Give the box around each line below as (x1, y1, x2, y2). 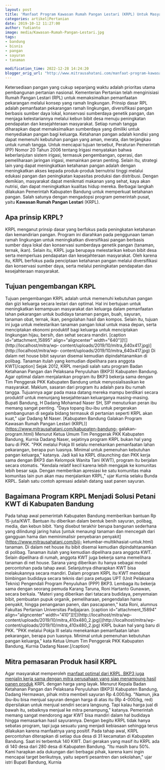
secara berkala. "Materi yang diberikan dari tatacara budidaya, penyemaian (5, 591, 158, 597)
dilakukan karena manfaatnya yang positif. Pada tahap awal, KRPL (5, 728, 138, 734)
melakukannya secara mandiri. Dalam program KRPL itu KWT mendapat (5, 570, 151, 576)
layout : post (5, 7, 32, 12)
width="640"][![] (93, 337, 128, 343)
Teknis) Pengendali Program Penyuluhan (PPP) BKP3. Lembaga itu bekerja (5, 580, 156, 587)
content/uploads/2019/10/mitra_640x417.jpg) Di (59, 347, 156, 354)
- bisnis (5, 44, 23, 49)
